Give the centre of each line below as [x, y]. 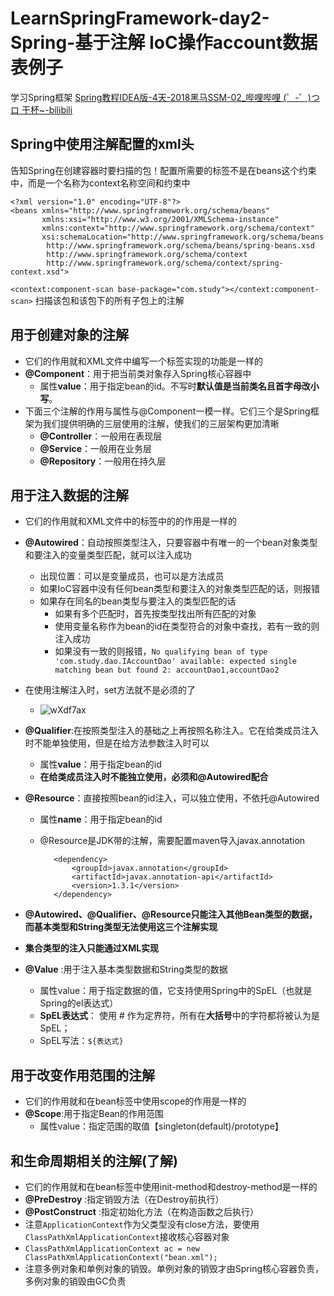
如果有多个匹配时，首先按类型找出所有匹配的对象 [155, 614]
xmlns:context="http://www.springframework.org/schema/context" [178, 228]
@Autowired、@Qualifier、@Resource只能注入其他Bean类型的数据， [171, 914]
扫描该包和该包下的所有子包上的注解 [109, 300]
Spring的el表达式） [79, 1003]
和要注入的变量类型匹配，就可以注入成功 [108, 555]
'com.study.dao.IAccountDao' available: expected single [175, 662]
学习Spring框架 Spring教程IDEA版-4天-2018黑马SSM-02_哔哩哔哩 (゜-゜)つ [165, 97]
